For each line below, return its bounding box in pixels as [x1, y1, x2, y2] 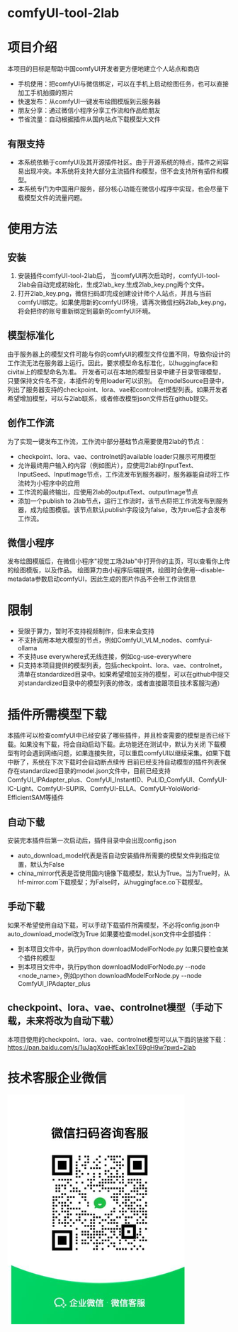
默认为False [30, 860, 65, 869]
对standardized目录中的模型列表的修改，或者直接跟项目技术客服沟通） [17, 679, 224, 687]
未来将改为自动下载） [25, 1015, 119, 1027]
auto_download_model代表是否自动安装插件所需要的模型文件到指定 [17, 851, 214, 860]
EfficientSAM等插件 [7, 793, 64, 802]
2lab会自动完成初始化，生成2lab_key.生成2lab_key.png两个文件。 [17, 280, 209, 289]
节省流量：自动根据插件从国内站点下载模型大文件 [17, 115, 161, 123]
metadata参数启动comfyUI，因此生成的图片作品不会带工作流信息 [7, 575, 196, 583]
